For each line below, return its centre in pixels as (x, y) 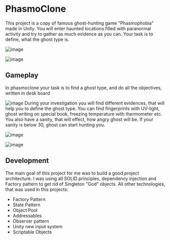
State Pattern (27, 205)
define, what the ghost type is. (38, 39)
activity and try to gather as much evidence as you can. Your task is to (79, 34)
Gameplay (22, 75)
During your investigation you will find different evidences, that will (95, 103)
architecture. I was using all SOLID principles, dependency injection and (81, 178)
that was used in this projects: (37, 189)
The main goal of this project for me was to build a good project (72, 173)
